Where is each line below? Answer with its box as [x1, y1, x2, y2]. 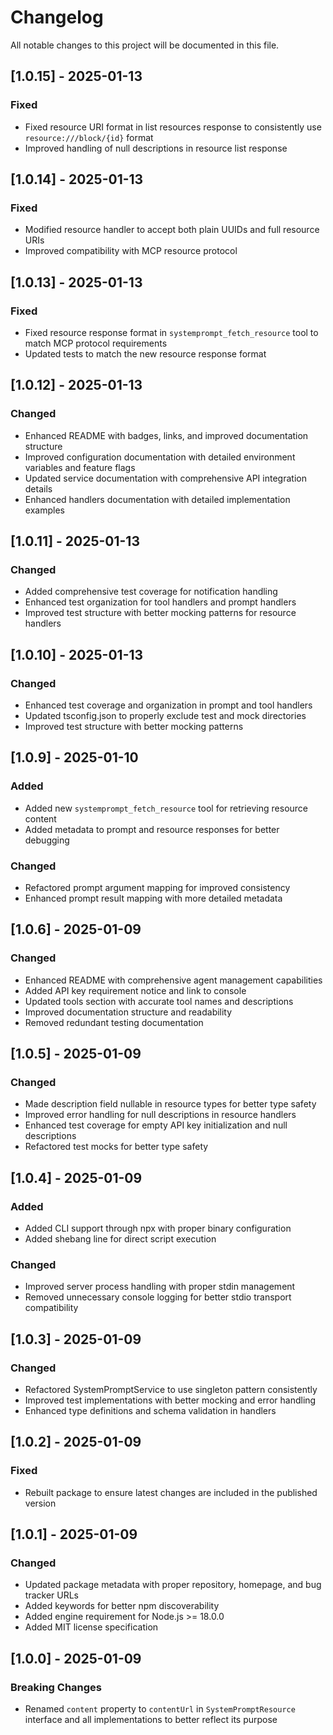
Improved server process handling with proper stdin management [24, 1281, 296, 1293]
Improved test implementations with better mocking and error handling [24, 1394, 317, 1406]
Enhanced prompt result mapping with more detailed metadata [24, 892, 283, 905]
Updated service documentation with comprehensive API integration [24, 472, 307, 484]
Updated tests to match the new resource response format [24, 348, 267, 360]
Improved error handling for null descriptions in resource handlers [24, 1109, 297, 1121]
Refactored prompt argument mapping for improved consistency [24, 882, 291, 894]
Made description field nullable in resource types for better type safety [24, 1098, 317, 1110]
